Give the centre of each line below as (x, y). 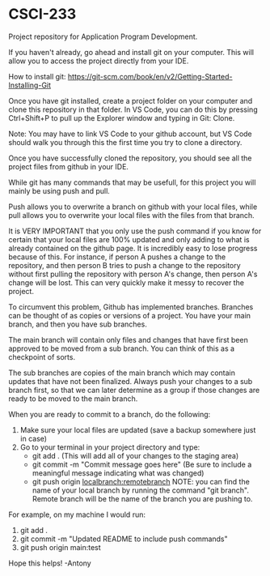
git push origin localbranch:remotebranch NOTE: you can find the (141, 481)
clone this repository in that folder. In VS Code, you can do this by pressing (133, 109)
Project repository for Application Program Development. (103, 36)
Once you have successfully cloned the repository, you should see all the (130, 158)
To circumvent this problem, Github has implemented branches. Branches (131, 307)
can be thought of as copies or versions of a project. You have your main (130, 315)
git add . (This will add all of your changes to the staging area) (135, 455)
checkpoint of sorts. (42, 356)
